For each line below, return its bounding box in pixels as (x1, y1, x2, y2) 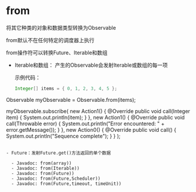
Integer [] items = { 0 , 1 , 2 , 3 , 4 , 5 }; (14, 85, 118, 91)
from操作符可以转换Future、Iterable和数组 (6, 49, 108, 56)
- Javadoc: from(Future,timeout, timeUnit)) (11, 180, 122, 187)
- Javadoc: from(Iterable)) (11, 165, 80, 171)
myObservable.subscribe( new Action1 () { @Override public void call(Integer (6, 107, 190, 115)
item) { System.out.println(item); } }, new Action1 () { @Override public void (6, 114, 185, 121)
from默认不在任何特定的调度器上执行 (6, 36, 95, 43)
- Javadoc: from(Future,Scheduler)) (11, 176, 101, 181)
